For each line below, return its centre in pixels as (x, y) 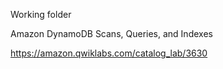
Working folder (41, 14)
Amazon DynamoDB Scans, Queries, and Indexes (111, 33)
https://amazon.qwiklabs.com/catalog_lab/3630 (109, 53)
